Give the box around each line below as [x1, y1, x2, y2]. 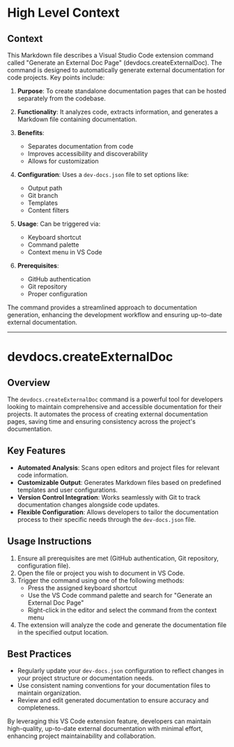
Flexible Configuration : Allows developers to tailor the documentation [17, 507, 219, 516]
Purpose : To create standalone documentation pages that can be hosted [17, 87, 226, 95]
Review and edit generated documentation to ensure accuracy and [17, 696, 209, 704]
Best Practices [7, 648, 72, 660]
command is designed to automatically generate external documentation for [7, 66, 225, 74]
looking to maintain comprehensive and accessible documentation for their [7, 403, 222, 410]
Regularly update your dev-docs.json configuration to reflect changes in [17, 667, 224, 675]
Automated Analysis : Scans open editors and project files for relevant [17, 463, 220, 472]
